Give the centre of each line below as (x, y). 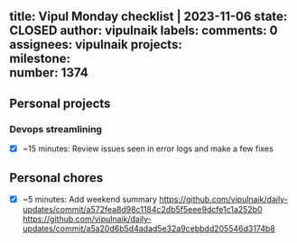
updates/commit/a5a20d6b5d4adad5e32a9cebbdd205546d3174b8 (148, 229)
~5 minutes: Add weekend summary (90, 199)
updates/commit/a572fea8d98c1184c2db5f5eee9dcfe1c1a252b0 (143, 210)
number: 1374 (49, 73)
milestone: (40, 59)
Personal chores (56, 178)
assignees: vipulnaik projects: (96, 45)
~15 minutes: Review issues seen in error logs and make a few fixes (148, 148)
